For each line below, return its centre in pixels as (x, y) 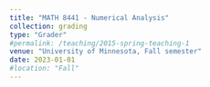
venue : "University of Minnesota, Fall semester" (106, 52)
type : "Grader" (38, 34)
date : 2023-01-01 (42, 60)
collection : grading (49, 26)
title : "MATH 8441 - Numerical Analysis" (89, 18)
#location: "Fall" (44, 69)
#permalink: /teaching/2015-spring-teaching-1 (100, 43)
